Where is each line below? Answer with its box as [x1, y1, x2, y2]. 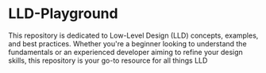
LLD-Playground [8, 5, 118, 23]
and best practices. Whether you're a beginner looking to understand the [8, 38, 248, 48]
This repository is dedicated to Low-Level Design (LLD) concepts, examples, [8, 31, 259, 40]
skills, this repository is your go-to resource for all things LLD [8, 56, 208, 65]
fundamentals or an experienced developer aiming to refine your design [8, 47, 244, 57]
